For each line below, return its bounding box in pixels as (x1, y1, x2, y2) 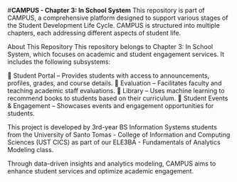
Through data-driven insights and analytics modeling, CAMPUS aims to (7, 159, 216, 168)
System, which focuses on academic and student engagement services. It (7, 50, 225, 58)
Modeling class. (7, 146, 54, 154)
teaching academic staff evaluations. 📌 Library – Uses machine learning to (7, 87, 226, 95)
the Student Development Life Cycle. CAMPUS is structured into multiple (7, 21, 221, 29)
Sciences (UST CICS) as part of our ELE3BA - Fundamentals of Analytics (7, 138, 221, 146)
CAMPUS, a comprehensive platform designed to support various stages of (7, 14, 228, 22)
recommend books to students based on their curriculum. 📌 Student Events (7, 94, 228, 102)
